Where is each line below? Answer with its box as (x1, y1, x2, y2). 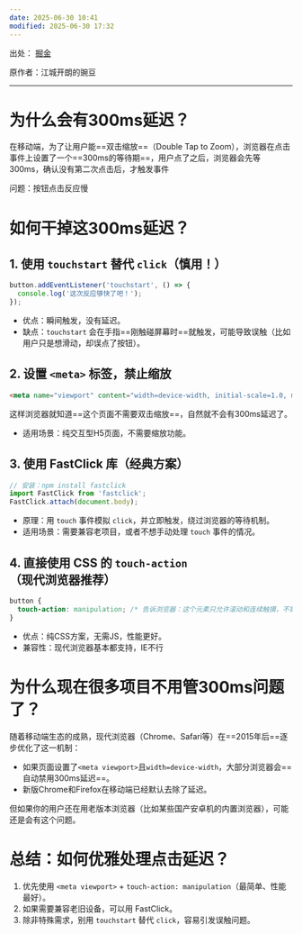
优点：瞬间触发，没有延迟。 (22, 315, 126, 326)
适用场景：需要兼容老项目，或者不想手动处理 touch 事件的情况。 (22, 526, 261, 537)
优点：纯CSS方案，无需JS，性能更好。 (22, 630, 166, 641)
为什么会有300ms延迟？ (9, 110, 191, 131)
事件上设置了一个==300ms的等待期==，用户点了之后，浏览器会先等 (9, 152, 262, 163)
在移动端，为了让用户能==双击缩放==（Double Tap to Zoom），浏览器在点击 (9, 141, 290, 152)
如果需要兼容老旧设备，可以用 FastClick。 (22, 902, 178, 914)
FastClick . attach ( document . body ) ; (9, 497, 139, 507)
